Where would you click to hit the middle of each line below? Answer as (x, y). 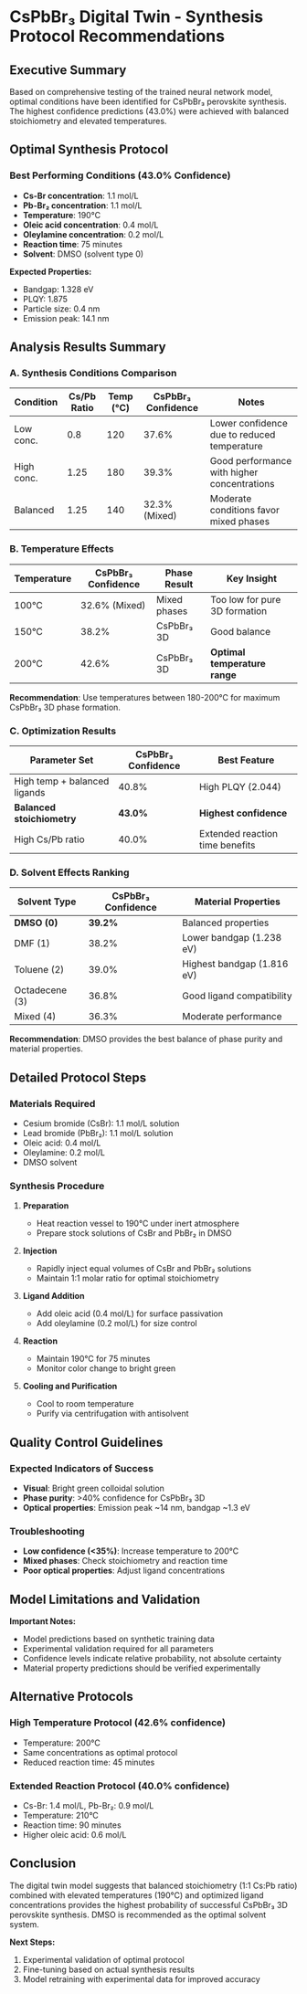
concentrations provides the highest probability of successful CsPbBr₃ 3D (148, 1904)
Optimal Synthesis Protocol (89, 149)
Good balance (240, 631)
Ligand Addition (53, 1296)
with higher (234, 472)
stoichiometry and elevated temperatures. (88, 121)
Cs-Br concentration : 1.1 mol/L (80, 195)
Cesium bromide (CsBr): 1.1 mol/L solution (101, 1123)
